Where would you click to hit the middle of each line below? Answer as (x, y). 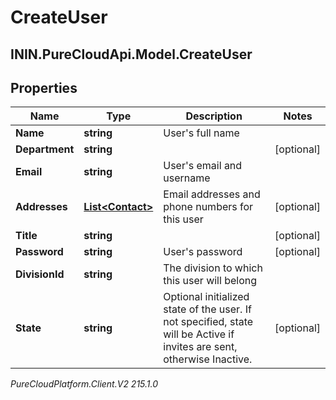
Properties (44, 87)
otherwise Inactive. (208, 359)
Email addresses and (212, 194)
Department (45, 149)
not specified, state (208, 322)
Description (214, 116)
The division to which (213, 268)
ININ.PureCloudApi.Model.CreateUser (131, 54)
